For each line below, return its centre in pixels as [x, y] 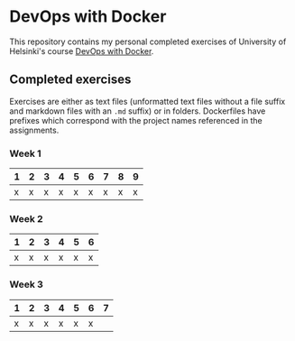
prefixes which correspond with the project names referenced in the [136, 120]
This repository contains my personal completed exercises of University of [148, 41]
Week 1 [26, 153]
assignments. [34, 130]
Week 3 [26, 284]
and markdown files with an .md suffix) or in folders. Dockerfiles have [138, 111]
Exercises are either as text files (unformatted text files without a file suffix [147, 101]
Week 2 [26, 218]
